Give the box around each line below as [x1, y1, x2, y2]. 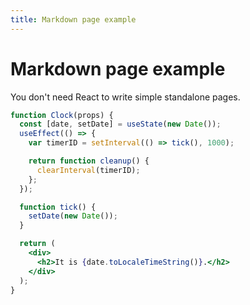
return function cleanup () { [28, 156, 150, 166]
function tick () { [19, 202, 97, 212]
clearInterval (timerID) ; [36, 165, 141, 175]
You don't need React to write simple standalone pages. [10, 91, 241, 103]
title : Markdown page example [10, 14, 137, 25]
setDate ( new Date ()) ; [28, 211, 118, 221]
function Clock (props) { [10, 110, 114, 120]
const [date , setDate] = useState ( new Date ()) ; [19, 119, 222, 130]
